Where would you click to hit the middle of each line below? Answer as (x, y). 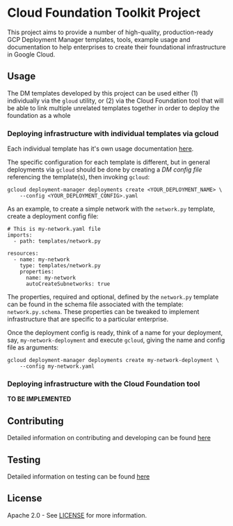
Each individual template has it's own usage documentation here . (101, 149)
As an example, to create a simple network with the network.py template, (111, 209)
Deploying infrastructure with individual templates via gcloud (113, 133)
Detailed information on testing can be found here (79, 476)
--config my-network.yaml (57, 367)
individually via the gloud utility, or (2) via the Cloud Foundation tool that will (115, 100)
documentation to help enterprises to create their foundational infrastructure (116, 47)
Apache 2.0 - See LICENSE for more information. (77, 515)
